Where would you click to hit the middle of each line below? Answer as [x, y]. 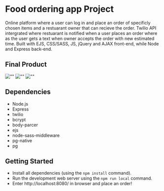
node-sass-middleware [36, 135]
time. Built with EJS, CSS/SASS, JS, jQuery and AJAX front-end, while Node [82, 43]
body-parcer [25, 125]
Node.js [20, 104]
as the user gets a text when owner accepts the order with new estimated [80, 38]
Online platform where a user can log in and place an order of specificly [78, 23]
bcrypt [19, 119]
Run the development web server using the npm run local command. [82, 178]
